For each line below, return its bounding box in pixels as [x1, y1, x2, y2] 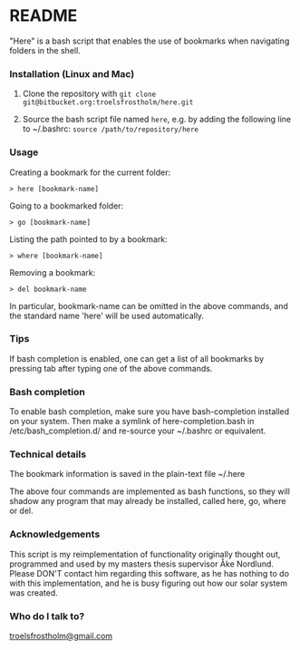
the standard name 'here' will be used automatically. [9, 310, 205, 321]
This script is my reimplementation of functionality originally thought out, [9, 548, 281, 559]
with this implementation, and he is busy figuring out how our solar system [9, 577, 288, 588]
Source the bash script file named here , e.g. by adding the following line [22, 114, 292, 125]
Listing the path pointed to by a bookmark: [9, 233, 168, 245]
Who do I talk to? [9, 609, 85, 622]
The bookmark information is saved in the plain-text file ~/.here [9, 469, 246, 480]
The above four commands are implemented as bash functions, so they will [9, 486, 290, 497]
